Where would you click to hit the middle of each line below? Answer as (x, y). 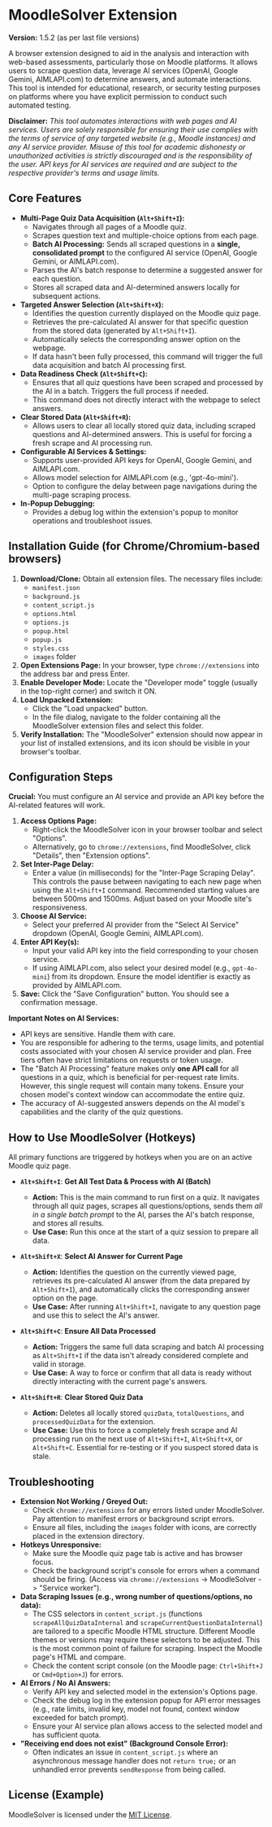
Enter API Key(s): (50, 942)
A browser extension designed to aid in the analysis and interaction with (129, 53)
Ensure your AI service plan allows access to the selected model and (147, 1726)
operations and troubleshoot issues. (92, 520)
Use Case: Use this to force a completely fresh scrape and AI (135, 1431)
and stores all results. (68, 1223)
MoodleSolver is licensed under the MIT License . (90, 1814)
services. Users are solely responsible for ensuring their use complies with (133, 129)
